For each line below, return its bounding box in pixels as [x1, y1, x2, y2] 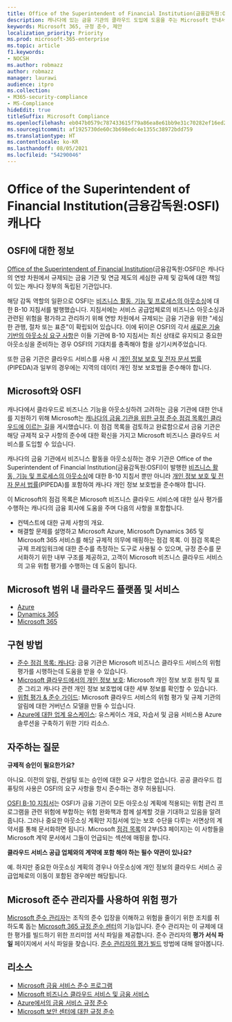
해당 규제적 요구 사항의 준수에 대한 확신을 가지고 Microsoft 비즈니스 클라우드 [7, 431, 213, 439]
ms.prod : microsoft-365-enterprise [7, 36, 110, 43]
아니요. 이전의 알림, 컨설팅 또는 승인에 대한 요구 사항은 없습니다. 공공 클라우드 [7, 776, 215, 784]
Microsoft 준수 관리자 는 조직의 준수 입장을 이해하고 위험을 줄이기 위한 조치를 [7, 913, 213, 922]
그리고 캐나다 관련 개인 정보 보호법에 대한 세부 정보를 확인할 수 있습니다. [24, 685, 218, 693]
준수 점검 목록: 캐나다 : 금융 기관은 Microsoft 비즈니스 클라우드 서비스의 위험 [17, 658, 221, 667]
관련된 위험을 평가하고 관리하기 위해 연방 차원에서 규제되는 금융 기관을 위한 [7, 314, 209, 322]
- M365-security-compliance [7, 94, 88, 101]
